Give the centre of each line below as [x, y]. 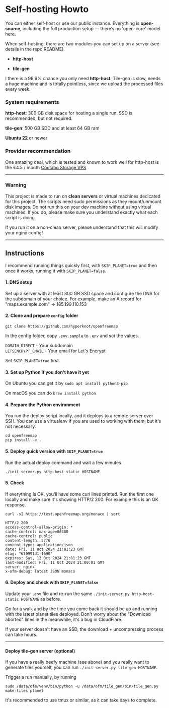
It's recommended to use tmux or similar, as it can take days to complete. [81, 700]
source [13, 28]
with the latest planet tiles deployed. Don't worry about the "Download [78, 614]
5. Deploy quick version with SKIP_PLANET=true [54, 452]
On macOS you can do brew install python [51, 393]
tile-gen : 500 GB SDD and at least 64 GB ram [52, 128]
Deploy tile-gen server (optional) [40, 651]
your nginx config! [24, 232]
